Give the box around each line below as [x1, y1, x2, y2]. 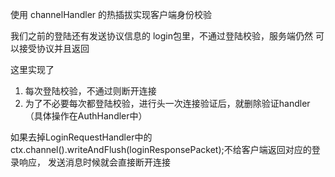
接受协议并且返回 [18, 43, 90, 54]
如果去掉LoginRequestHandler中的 [10, 131, 153, 143]
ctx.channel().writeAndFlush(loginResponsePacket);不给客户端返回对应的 [10, 144, 312, 155]
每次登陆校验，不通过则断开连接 [24, 85, 157, 97]
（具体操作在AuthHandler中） [24, 110, 148, 122]
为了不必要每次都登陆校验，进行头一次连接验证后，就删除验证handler [24, 98, 311, 109]
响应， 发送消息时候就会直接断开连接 [18, 156, 171, 168]
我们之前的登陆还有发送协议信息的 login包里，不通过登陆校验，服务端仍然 [10, 30, 313, 42]
